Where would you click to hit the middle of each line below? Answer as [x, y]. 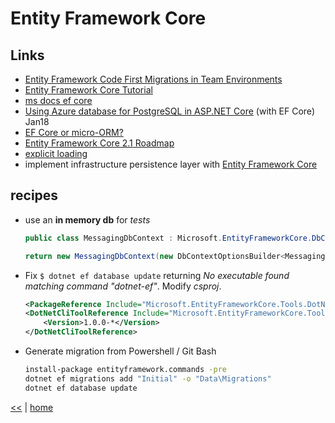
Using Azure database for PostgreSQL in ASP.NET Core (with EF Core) [169, 111]
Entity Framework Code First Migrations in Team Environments [153, 79]
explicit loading [56, 153]
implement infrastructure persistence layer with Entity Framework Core [171, 164]
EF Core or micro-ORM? [74, 132]
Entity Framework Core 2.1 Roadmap [99, 143]
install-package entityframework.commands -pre [125, 370]
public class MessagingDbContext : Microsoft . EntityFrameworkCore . [168, 238]
